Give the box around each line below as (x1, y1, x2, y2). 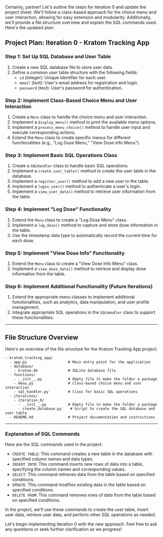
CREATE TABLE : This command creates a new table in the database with (12, 451, 153, 457)
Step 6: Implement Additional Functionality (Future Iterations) (5, 283, 153, 290)
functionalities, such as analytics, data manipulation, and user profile (12, 299, 149, 305)
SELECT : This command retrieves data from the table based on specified (12, 472, 155, 477)
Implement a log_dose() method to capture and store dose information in (12, 222, 158, 228)
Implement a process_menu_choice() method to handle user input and (12, 124, 150, 130)
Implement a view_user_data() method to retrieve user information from (12, 189, 156, 194)
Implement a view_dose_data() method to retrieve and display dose (12, 266, 147, 271)
